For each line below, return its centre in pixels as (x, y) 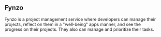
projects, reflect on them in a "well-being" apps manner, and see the (73, 24)
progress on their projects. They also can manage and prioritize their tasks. (79, 29)
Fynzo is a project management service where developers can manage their (80, 19)
